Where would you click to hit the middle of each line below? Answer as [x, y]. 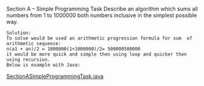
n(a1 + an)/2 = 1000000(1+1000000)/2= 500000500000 [73, 49]
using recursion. [28, 60]
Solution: [19, 33]
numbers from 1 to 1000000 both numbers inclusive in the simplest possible [102, 15]
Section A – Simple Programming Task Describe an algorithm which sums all [102, 9]
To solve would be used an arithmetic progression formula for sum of [99, 38]
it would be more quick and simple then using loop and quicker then [97, 54]
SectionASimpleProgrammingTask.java [55, 76]
